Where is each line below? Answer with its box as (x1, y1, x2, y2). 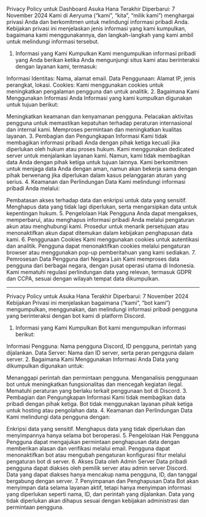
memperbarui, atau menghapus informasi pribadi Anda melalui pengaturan (6, 216, 195, 223)
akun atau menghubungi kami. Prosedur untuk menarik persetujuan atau (6, 223, 189, 230)
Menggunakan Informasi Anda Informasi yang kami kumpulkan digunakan (6, 95, 193, 101)
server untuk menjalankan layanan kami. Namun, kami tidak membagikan (6, 152, 191, 159)
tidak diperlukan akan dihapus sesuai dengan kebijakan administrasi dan (6, 497, 189, 504)
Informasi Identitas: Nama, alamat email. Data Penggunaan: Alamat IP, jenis (6, 75, 196, 82)
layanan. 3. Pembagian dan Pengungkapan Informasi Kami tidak (6, 132, 167, 140)
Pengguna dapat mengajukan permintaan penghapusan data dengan (6, 438, 180, 445)
